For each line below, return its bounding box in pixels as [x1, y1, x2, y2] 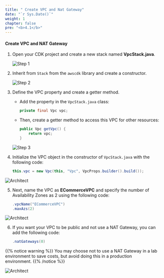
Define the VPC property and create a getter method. [12, 89, 120, 95]
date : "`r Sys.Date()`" [5, 12, 54, 17]
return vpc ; [28, 131, 53, 136]
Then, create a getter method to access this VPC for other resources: [19, 117, 159, 123]
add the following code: [12, 230, 60, 235]
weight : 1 [5, 16, 25, 21]
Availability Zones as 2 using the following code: [12, 192, 110, 198]
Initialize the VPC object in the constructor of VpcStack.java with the [12, 154, 150, 160]
